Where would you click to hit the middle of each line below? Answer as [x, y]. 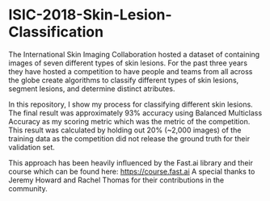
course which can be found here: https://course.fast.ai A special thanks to [132, 171]
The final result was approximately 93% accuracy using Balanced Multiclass [135, 113]
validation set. [32, 147]
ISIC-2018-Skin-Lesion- [90, 15]
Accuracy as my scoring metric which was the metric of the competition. [129, 121]
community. [28, 188]
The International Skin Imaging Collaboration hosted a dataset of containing [134, 54]
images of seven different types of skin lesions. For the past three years [128, 63]
